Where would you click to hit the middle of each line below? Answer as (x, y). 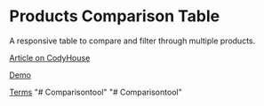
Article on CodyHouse (50, 57)
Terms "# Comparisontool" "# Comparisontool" (96, 92)
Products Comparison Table (115, 16)
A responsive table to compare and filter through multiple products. (132, 41)
